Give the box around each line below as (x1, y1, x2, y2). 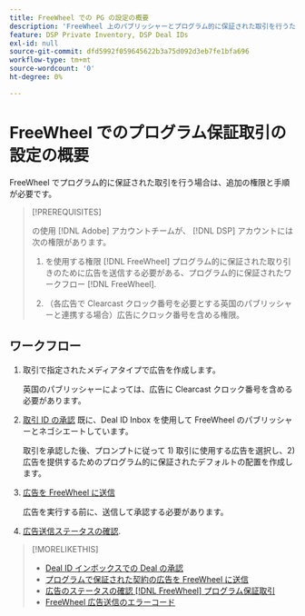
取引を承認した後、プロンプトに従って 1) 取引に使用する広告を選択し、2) (22, 444, 295, 455)
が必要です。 (9, 188, 57, 199)
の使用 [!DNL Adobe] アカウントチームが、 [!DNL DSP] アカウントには (31, 224, 293, 236)
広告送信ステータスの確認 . (22, 525, 121, 536)
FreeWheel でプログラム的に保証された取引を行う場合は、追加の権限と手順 (9, 176, 290, 187)
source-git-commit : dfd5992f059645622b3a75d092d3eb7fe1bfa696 (9, 47, 250, 56)
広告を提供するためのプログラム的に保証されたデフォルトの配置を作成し (22, 456, 293, 467)
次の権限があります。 (31, 236, 112, 247)
